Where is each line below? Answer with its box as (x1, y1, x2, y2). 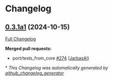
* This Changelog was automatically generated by (5, 65, 109, 71)
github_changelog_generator (5, 70, 64, 76)
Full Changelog (5, 36, 36, 42)
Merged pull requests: (5, 46, 52, 51)
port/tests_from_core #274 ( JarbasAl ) (12, 55, 89, 61)
